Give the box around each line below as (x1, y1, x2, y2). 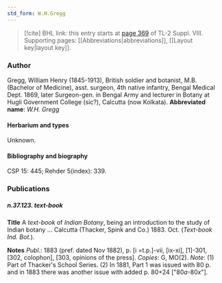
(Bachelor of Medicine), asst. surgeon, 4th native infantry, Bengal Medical (7, 83, 216, 91)
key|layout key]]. (23, 43, 71, 51)
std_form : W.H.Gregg (7, 10, 66, 17)
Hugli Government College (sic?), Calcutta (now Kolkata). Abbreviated (7, 97, 206, 106)
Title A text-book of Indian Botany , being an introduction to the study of (7, 219, 210, 227)
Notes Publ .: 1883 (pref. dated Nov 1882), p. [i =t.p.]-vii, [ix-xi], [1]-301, (7, 246, 208, 254)
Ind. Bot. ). (7, 233, 35, 241)
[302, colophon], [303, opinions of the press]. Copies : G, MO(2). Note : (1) (7, 254, 214, 262)
